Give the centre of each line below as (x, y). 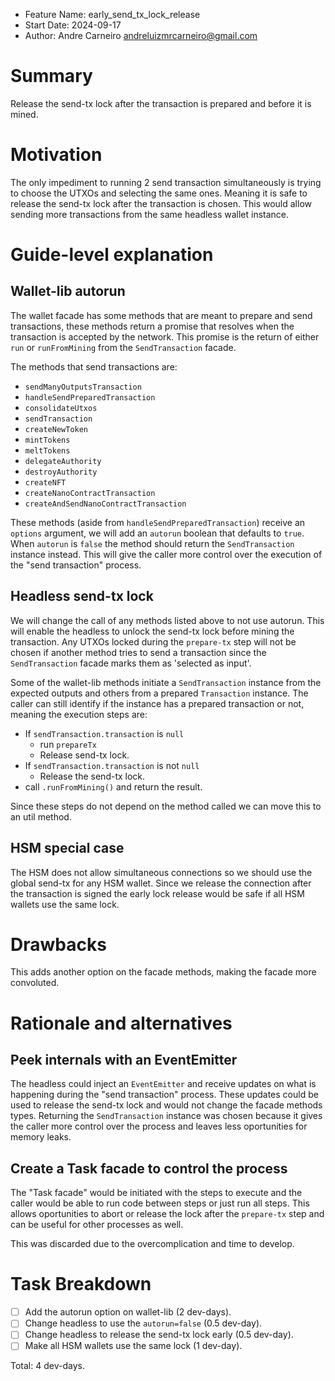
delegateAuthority (63, 461)
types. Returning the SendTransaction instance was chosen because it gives (166, 1116)
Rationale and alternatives (121, 1023)
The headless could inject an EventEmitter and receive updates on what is (163, 1084)
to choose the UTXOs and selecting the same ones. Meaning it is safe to (159, 193)
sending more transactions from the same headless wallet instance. (150, 214)
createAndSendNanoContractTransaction (105, 504)
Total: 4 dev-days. (47, 1366)
